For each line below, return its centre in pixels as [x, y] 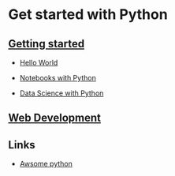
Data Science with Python [61, 93]
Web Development [54, 118]
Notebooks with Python [58, 78]
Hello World [39, 62]
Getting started [47, 44]
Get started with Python [88, 15]
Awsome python [46, 164]
